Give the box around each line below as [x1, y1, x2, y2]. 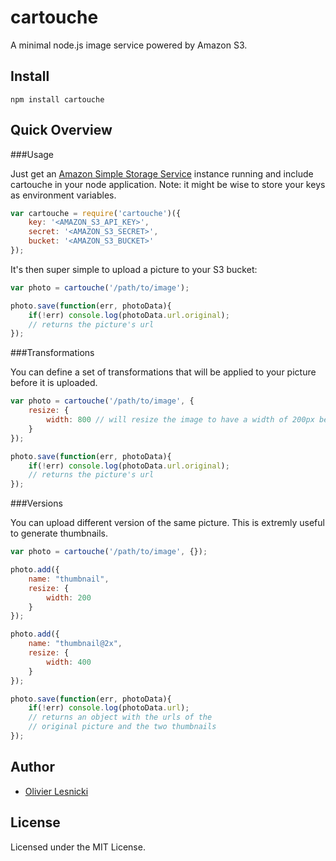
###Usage [10, 148, 55, 160]
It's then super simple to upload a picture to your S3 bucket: [10, 263, 258, 275]
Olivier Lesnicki [24, 785, 89, 797]
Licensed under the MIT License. [10, 841, 146, 853]
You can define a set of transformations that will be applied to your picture [10, 366, 317, 378]
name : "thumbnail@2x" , [28, 639, 123, 649]
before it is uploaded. [10, 377, 98, 389]
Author [10, 759, 55, 776]
